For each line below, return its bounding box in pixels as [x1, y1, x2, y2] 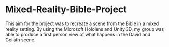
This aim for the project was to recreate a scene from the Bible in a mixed [5, 20, 159, 27]
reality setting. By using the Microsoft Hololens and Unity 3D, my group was [5, 26, 164, 32]
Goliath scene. [5, 37, 36, 43]
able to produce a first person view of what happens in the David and [5, 31, 151, 37]
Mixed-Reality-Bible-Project [5, 4, 127, 15]
